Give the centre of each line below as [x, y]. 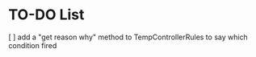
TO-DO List [46, 15]
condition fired [33, 45]
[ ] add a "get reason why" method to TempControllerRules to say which [128, 37]
